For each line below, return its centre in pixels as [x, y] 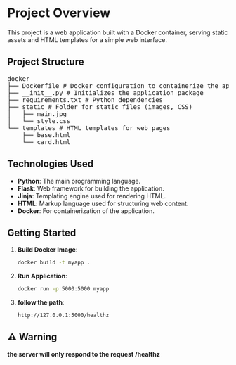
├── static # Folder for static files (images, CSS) [100, 107]
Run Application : [42, 276]
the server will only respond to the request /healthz [84, 354]
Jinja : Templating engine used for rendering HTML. [92, 196]
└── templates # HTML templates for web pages [89, 128]
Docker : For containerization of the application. [86, 211]
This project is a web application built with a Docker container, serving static [118, 32]
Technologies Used [50, 164]
